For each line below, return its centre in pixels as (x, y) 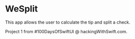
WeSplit (21, 9)
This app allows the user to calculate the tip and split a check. (68, 22)
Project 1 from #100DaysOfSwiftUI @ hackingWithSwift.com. (66, 31)
